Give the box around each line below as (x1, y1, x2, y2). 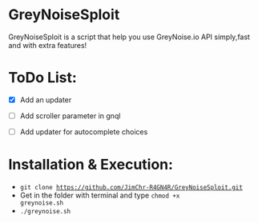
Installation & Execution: (8, 156, 174, 173)
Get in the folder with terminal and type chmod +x (19, 190, 180, 200)
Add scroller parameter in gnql (19, 110, 121, 121)
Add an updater (19, 94, 72, 105)
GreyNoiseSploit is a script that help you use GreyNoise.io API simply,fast (8, 32, 251, 42)
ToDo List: (8, 69, 78, 87)
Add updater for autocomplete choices (19, 127, 148, 137)
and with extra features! (8, 40, 87, 50)
